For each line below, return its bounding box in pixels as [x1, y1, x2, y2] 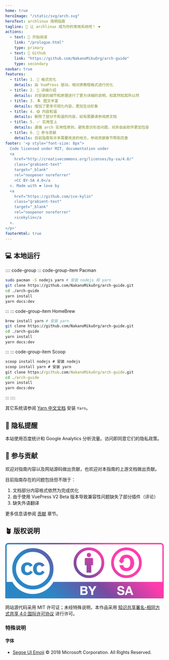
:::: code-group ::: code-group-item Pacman [5, 267, 97, 274]
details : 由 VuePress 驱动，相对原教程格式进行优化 [14, 82, 114, 88]
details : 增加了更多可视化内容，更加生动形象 [14, 104, 99, 109]
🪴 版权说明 [5, 527, 40, 535]
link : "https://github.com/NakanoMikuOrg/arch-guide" [14, 56, 129, 61]
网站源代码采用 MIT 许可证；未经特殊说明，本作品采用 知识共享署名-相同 [5, 604, 156, 610]
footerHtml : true [5, 231, 42, 236]
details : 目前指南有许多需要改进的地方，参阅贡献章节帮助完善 [14, 135, 128, 140]
